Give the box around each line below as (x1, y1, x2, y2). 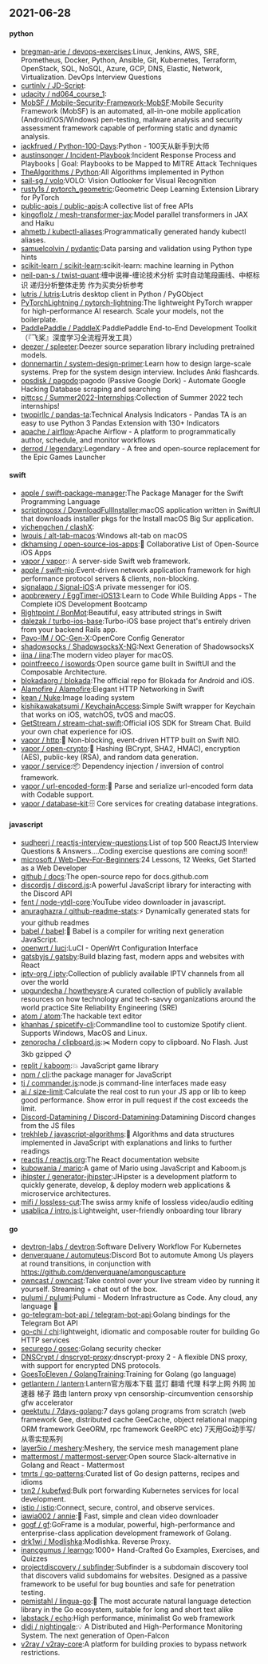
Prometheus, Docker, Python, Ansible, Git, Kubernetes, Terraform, (20, 55, 238, 65)
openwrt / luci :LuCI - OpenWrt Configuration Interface (20, 943, 199, 953)
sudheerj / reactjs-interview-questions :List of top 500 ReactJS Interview (20, 838, 259, 847)
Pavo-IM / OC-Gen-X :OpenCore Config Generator (20, 633, 185, 642)
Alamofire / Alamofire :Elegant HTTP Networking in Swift (20, 684, 205, 694)
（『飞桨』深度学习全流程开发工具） (20, 332, 136, 342)
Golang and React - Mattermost (20, 1460, 124, 1470)
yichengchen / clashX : (20, 522, 95, 531)
